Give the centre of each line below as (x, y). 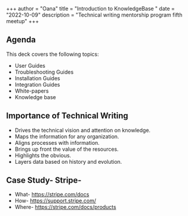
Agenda (21, 40)
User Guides (30, 65)
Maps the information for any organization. (67, 136)
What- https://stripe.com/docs (52, 195)
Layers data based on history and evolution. (68, 161)
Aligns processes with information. (57, 142)
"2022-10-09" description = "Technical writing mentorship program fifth (94, 15)
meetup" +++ (23, 21)
